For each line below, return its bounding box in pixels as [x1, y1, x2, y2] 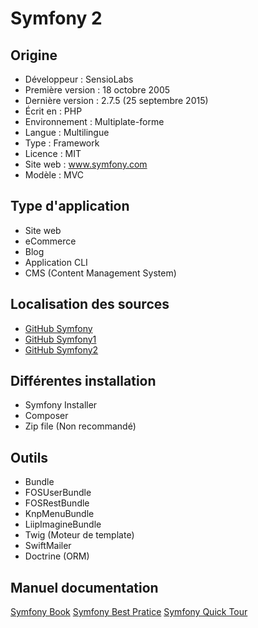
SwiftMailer [24, 540, 72, 552]
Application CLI [24, 256, 88, 268]
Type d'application [10, 198, 130, 215]
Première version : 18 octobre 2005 [24, 84, 171, 96]
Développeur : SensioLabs [24, 73, 134, 85]
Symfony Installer [24, 399, 98, 411]
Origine [10, 47, 58, 64]
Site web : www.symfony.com [24, 158, 148, 170]
